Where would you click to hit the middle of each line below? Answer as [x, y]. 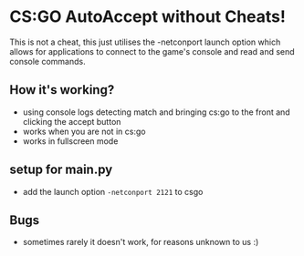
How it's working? [62, 90]
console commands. [47, 61]
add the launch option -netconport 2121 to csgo [113, 191]
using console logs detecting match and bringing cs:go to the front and [156, 112]
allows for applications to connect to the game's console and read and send [152, 51]
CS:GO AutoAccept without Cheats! [147, 17]
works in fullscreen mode [70, 141]
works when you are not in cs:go [84, 131]
